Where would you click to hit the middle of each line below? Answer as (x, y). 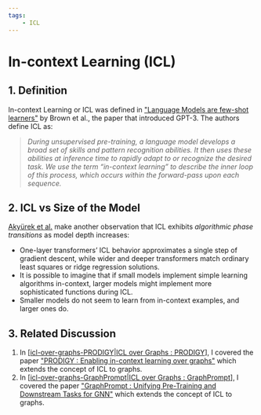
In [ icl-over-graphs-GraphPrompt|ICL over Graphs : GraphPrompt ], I (129, 377)
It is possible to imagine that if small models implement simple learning (134, 275)
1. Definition (38, 91)
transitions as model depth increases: (69, 235)
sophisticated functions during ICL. (76, 292)
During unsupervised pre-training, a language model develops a (131, 141)
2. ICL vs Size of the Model (74, 208)
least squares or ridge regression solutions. (89, 267)
